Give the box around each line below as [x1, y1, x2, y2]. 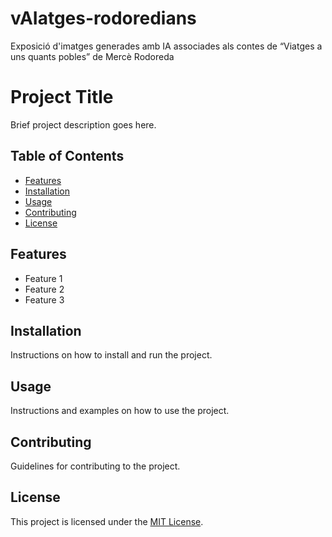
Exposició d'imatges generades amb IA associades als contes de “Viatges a [10, 40, 323, 52]
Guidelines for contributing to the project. [10, 460, 181, 472]
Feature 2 [24, 283, 65, 295]
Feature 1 [24, 272, 63, 284]
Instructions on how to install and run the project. [10, 349, 213, 361]
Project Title [10, 86, 114, 109]
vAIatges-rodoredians [10, 7, 197, 30]
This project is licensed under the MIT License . [10, 515, 204, 527]
